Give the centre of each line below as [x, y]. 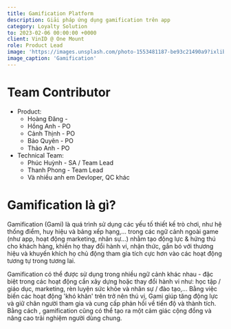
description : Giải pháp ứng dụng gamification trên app [89, 20]
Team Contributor [59, 92]
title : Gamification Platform [51, 13]
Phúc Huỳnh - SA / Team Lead [70, 162]
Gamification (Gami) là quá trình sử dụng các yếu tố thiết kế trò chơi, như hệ [114, 224]
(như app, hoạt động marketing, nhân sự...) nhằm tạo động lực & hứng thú [112, 239]
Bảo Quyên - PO [50, 140]
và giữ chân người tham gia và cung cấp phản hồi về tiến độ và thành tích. [112, 303]
